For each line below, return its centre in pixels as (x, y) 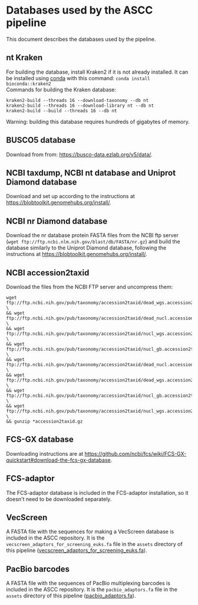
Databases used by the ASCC (80, 10)
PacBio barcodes (38, 569)
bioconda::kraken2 (29, 84)
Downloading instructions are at (45, 453)
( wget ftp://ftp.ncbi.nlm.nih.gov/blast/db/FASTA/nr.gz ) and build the (93, 242)
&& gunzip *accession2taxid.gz (44, 422)
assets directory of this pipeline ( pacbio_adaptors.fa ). (71, 596)
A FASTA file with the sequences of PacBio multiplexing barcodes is (88, 583)
